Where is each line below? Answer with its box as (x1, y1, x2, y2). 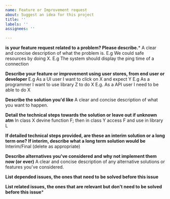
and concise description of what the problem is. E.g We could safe (5, 50, 144, 56)
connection (5, 61, 29, 67)
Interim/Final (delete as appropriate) (5, 143, 81, 150)
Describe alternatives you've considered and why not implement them (5, 153, 157, 159)
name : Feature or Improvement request (5, 7, 87, 13)
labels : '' (5, 21, 28, 27)
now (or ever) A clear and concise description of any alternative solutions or (5, 158, 165, 165)
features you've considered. (5, 164, 64, 170)
